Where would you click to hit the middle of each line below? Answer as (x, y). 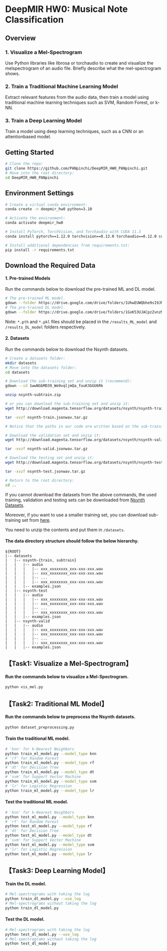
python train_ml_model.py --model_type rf (50, 763)
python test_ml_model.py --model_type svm (50, 845)
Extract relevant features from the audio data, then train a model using (77, 97)
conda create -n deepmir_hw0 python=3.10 (49, 209)
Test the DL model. (25, 919)
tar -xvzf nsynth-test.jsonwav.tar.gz (45, 471)
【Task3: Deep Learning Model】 (57, 871)
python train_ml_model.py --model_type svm (51, 781)
